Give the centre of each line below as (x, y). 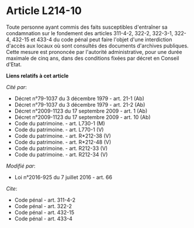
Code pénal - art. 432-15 (44, 212)
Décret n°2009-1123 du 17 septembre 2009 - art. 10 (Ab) (82, 117)
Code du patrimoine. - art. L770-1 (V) (59, 130)
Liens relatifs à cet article (37, 76)
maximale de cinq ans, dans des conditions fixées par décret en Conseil (93, 58)
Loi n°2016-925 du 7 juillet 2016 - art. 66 (63, 177)
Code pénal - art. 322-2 (43, 206)
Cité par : (17, 87)
